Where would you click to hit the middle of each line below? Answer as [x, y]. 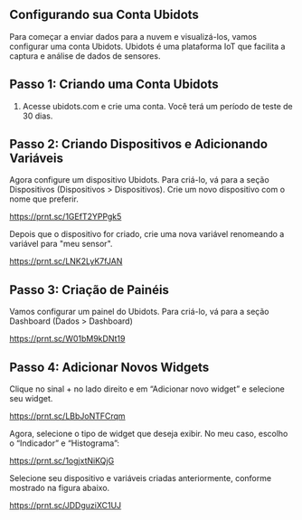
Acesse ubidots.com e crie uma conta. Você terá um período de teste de [158, 106]
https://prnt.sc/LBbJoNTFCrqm [67, 416]
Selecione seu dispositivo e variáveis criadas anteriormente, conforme [141, 478]
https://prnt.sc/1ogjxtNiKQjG [62, 461]
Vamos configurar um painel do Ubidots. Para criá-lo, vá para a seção [139, 312]
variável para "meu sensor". [61, 244]
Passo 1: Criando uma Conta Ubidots [114, 85]
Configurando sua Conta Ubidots [104, 15]
